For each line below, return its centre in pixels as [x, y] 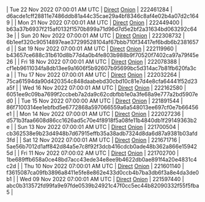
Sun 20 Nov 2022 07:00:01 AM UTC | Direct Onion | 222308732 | [102, 36]
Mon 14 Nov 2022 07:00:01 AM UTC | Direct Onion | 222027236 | [102, 114]
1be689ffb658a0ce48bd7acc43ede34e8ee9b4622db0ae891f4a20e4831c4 [102, 159]
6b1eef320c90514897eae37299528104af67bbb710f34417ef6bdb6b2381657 [102, 42]
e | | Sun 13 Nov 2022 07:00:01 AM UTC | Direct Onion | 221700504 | [93, 127]
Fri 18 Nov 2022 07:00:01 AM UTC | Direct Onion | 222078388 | [101, 62]
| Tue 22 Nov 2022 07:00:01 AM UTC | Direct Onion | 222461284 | [89, 10]
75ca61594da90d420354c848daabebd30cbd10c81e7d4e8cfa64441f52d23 [102, 81]
